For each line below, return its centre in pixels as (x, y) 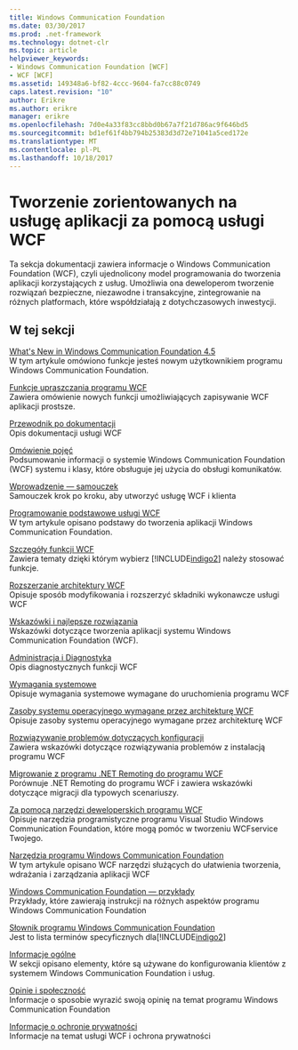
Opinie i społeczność (48, 990)
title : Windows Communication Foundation (87, 17)
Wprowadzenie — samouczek (64, 486)
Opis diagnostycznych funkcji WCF (73, 667)
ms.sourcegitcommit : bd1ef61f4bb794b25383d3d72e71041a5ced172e (129, 133)
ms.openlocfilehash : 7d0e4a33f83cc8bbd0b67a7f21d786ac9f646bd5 (129, 125)
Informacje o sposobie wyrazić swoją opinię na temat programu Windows (144, 1000)
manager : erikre (39, 116)
